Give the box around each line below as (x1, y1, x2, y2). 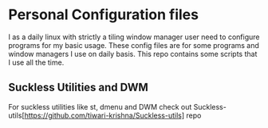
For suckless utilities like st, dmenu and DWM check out (8, 102, 192, 111)
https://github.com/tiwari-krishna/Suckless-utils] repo (24, 110, 202, 120)
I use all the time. (8, 58, 65, 67)
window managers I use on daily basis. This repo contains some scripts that (8, 49, 258, 58)
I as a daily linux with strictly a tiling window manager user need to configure (8, 32, 260, 42)
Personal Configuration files (8, 6, 199, 24)
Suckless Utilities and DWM (8, 81, 149, 94)
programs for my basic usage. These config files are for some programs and (8, 40, 259, 50)
